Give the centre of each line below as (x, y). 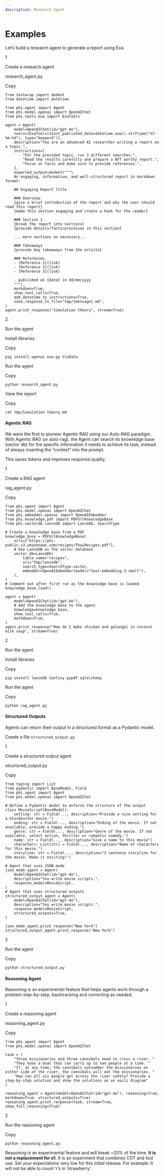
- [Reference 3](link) (37, 271)
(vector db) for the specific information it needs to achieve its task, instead (81, 444)
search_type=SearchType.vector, (56, 566)
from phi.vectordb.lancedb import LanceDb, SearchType (62, 524)
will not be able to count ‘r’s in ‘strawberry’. (49, 1169)
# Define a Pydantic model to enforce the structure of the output (76, 805)
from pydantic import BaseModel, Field (46, 788)
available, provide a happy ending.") (45, 827)
